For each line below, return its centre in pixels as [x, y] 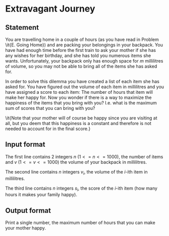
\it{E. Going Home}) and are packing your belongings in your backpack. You [84, 45]
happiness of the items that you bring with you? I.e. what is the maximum [81, 103]
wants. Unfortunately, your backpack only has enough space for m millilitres [84, 61]
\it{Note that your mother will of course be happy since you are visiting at [81, 118]
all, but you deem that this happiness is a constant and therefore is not [78, 123]
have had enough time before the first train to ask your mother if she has [81, 50]
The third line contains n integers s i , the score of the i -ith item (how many [81, 189]
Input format [25, 144]
